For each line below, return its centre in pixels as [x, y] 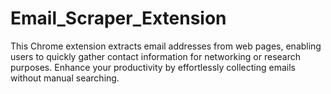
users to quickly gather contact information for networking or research [155, 56]
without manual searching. [65, 78]
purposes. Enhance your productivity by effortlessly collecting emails [153, 67]
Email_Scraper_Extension [118, 18]
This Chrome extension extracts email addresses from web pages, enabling [166, 46]
